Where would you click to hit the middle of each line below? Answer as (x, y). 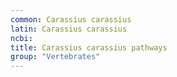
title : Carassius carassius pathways (89, 47)
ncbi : (21, 38)
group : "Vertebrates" (55, 57)
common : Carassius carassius (71, 19)
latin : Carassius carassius (69, 29)
